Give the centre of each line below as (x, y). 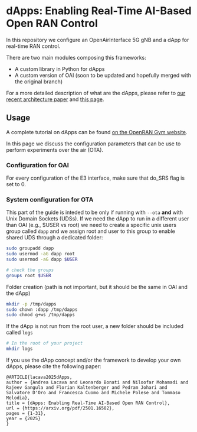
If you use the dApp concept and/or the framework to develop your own (93, 360)
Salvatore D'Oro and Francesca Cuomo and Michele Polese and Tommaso (93, 393)
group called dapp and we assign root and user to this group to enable (91, 231)
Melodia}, (18, 398)
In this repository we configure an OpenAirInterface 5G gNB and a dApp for (98, 40)
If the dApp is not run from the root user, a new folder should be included (95, 326)
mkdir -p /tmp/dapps (32, 304)
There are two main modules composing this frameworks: (76, 57)
